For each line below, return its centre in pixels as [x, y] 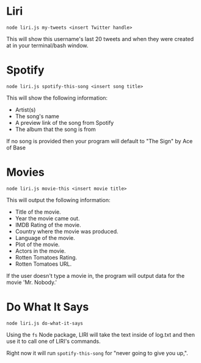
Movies [25, 172]
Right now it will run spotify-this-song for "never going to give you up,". [97, 353]
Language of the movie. [45, 238]
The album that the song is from [55, 129]
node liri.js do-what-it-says [45, 323]
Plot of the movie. [37, 244]
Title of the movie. [38, 212]
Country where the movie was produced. [67, 231]
